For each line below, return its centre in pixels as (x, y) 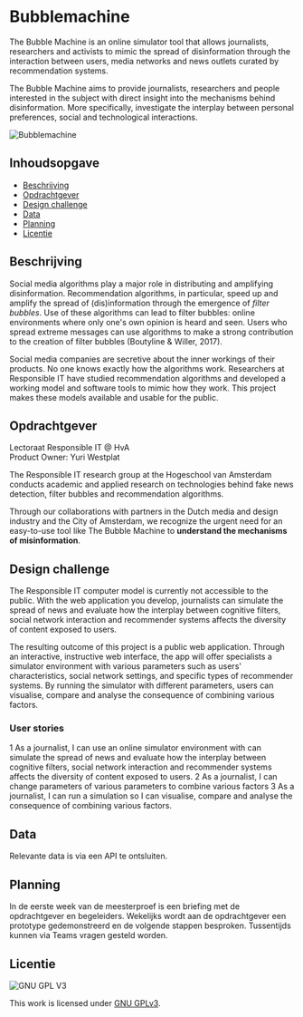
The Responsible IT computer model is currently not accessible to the (139, 591)
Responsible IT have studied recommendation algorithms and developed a (148, 378)
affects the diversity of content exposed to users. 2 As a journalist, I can (143, 777)
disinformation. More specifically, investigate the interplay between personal (152, 107)
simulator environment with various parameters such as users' (126, 666)
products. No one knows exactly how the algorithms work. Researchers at (147, 368)
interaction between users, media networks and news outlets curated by (144, 61)
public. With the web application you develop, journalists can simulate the (147, 601)
